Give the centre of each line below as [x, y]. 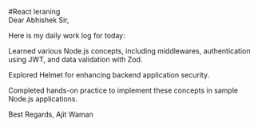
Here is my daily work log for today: [67, 36]
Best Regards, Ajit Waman [51, 114]
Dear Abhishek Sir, [39, 20]
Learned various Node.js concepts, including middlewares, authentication [129, 51]
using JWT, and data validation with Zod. [75, 60]
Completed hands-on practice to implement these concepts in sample [123, 90]
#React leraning [34, 12]
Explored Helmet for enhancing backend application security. [109, 75]
